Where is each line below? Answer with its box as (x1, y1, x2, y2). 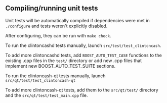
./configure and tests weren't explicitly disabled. (5, 23, 108, 29)
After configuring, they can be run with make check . (5, 32, 111, 38)
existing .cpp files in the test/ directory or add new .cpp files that (5, 58, 142, 64)
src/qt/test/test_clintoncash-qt (5, 78, 76, 83)
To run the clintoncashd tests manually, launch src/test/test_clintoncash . (5, 42, 161, 48)
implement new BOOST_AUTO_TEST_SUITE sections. (5, 63, 116, 69)
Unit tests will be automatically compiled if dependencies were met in (5, 17, 150, 23)
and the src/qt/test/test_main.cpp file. (5, 92, 88, 98)
